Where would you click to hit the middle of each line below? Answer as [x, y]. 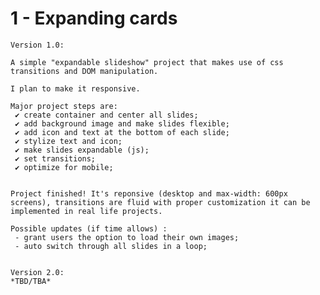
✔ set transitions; [55, 158]
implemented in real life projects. [86, 211]
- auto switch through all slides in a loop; [111, 246]
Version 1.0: [37, 45]
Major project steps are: [64, 106]
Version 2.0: [37, 272]
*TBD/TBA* [31, 281]
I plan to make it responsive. [75, 88]
